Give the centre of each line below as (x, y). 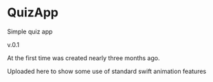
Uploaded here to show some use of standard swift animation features (107, 71)
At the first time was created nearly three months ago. (83, 58)
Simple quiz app (30, 31)
